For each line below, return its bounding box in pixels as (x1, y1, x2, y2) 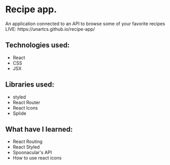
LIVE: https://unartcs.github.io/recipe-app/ (5, 26, 95, 32)
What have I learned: (5, 125, 73, 134)
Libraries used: (5, 80, 55, 89)
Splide (12, 110, 27, 116)
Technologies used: (5, 41, 70, 50)
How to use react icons (12, 155, 62, 161)
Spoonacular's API (12, 150, 52, 156)
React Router (12, 99, 40, 106)
